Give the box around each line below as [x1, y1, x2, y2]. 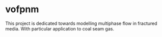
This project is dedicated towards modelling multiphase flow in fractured [5, 20, 157, 26]
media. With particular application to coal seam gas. [5, 25, 115, 31]
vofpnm [5, 4, 39, 15]
